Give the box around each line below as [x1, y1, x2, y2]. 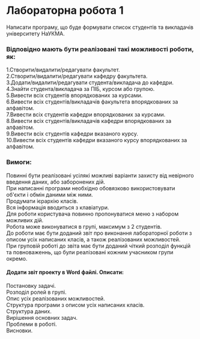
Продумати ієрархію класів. [6, 197, 78, 205]
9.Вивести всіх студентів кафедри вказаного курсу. [6, 130, 138, 137]
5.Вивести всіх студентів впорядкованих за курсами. [6, 92, 143, 99]
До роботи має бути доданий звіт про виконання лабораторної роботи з [6, 229, 192, 237]
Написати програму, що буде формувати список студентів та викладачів [6, 23, 194, 31]
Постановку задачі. [6, 282, 56, 289]
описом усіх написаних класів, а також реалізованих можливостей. [6, 235, 181, 243]
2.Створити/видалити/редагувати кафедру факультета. [6, 73, 148, 80]
